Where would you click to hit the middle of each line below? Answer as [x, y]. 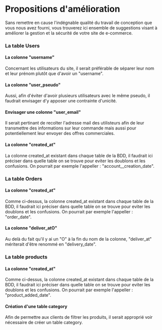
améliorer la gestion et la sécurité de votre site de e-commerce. [69, 33]
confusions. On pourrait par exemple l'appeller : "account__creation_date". [80, 166]
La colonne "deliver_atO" [31, 228]
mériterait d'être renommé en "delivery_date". [51, 244]
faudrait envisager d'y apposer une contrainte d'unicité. [61, 101]
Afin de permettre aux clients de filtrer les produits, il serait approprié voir [79, 317]
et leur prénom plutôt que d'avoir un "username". [54, 74]
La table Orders [24, 178]
